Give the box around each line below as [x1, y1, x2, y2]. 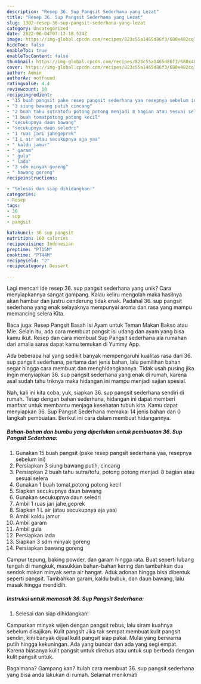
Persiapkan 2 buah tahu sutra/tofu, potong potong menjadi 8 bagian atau [15, 469, 195, 476]
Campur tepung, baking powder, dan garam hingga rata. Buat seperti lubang [7, 556, 194, 564]
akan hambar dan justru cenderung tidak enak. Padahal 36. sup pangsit [7, 298, 183, 305]
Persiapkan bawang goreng [15, 544, 84, 552]
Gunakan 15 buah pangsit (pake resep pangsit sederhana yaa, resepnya [15, 450, 192, 457]
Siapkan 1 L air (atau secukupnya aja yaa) [15, 506, 117, 513]
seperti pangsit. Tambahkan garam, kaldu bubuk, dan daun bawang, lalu [7, 575, 184, 582]
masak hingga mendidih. [7, 581, 67, 589]
